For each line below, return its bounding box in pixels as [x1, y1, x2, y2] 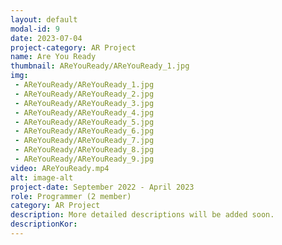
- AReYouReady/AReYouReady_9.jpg [14, 154, 155, 164]
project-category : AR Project [10, 42, 137, 53]
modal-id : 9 [10, 24, 60, 34]
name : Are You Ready [10, 52, 97, 62]
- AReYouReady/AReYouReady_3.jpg [14, 98, 155, 108]
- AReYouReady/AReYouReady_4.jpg [14, 107, 155, 118]
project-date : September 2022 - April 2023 [10, 182, 195, 192]
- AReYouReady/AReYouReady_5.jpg [14, 117, 155, 127]
